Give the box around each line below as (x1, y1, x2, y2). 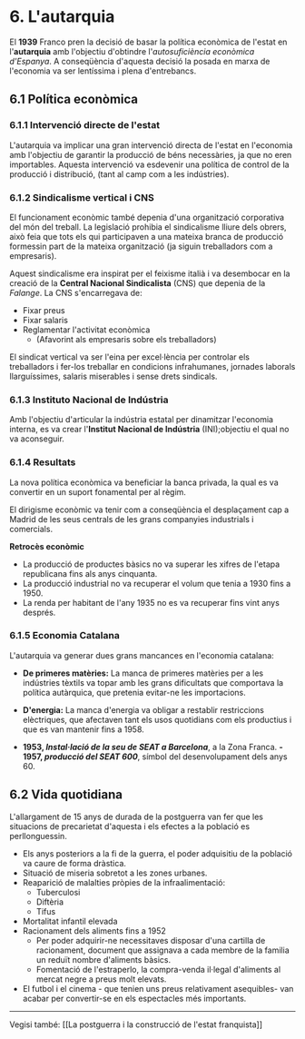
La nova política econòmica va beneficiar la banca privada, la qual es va (9, 477, 279, 488)
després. (22, 607, 56, 618)
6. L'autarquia (9, 6, 115, 27)
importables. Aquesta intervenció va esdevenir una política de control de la (9, 159, 290, 170)
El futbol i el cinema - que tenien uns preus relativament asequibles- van (22, 983, 294, 994)
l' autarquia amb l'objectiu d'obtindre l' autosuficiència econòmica (9, 45, 255, 56)
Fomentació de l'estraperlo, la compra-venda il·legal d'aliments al (35, 964, 281, 975)
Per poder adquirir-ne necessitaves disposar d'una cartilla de (35, 935, 266, 945)
